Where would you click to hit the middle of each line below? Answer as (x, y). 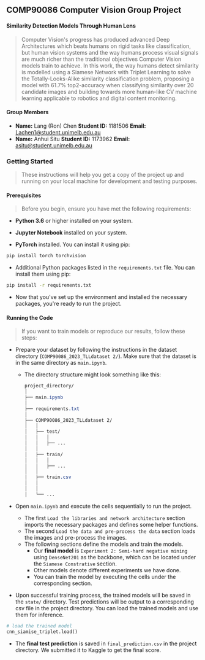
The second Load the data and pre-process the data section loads (110, 531)
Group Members (28, 112)
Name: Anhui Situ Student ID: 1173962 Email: (73, 139)
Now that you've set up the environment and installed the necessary (101, 297)
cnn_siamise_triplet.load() (42, 632)
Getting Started (30, 161)
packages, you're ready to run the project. (68, 304)
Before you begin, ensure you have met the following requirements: (106, 209)
